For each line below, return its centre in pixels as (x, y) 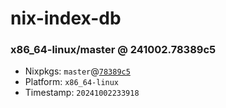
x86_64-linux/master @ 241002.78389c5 (113, 50)
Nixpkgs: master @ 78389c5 (77, 71)
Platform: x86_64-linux (72, 82)
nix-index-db (66, 18)
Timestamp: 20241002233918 (82, 93)
